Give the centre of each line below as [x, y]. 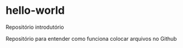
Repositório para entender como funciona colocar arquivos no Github [91, 38]
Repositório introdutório [35, 27]
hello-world [35, 10]
